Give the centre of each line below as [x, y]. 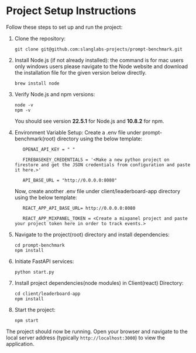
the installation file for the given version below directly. [80, 72]
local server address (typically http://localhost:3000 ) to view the [86, 337]
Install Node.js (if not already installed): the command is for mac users [99, 60]
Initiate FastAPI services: [44, 261]
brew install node [37, 83]
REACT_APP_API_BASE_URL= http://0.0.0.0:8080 [79, 208]
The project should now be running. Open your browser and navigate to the [97, 331]
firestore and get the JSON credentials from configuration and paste [102, 165]
